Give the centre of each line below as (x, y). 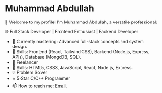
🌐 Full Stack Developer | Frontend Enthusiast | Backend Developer (71, 31)
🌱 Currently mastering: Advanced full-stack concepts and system (78, 41)
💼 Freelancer (25, 62)
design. (20, 46)
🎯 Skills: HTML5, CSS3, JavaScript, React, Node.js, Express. (72, 67)
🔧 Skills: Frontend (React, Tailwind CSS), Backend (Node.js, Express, (81, 51)
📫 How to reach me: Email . (40, 86)
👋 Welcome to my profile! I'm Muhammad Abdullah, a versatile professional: (81, 22)
